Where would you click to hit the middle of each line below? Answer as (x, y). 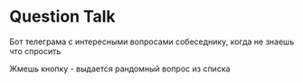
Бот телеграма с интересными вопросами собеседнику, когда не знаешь (152, 41)
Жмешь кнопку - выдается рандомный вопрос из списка (120, 69)
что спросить (35, 51)
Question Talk (62, 17)
